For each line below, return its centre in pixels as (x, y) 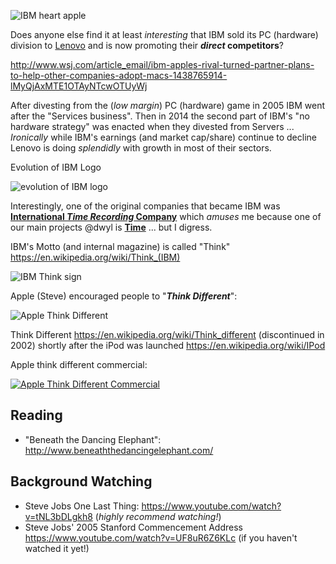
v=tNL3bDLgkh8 (58, 516)
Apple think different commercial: (79, 364)
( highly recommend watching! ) (158, 516)
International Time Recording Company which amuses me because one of (166, 216)
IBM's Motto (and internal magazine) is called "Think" (120, 246)
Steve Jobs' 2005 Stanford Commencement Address (133, 527)
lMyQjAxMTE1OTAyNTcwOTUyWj (79, 86)
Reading (36, 415)
